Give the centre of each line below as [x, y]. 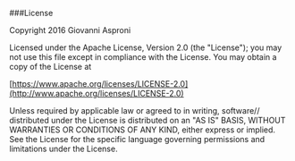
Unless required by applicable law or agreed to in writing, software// [135, 110]
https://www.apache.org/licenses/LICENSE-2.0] [100, 84]
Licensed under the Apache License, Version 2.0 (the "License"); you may [146, 47]
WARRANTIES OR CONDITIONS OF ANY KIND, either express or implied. [142, 130]
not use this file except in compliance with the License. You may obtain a [143, 57]
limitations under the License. [63, 148]
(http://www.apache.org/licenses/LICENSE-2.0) [97, 93]
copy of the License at [51, 67]
